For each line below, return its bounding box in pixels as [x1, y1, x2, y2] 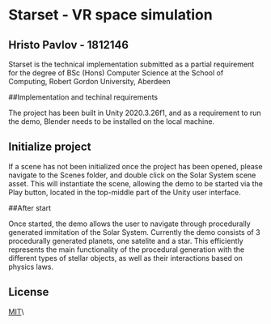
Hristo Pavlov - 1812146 [8, 38, 129, 52]
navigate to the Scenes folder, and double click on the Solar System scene [8, 170, 256, 180]
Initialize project [8, 140, 91, 154]
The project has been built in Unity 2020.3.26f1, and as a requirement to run [8, 108, 261, 117]
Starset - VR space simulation [8, 6, 213, 24]
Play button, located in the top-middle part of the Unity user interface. [8, 187, 241, 197]
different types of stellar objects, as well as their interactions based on [8, 253, 243, 262]
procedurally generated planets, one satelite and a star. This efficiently [8, 236, 244, 245]
